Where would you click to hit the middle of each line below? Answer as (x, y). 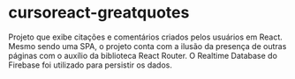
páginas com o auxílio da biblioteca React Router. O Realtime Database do (143, 55)
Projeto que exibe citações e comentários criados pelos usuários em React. (146, 37)
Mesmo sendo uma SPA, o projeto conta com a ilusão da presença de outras (147, 46)
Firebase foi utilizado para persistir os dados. (91, 65)
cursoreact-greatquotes (99, 13)
